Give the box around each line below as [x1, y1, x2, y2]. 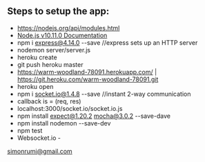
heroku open [17, 82, 54, 90]
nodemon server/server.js [17, 45, 91, 54]
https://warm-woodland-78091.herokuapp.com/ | [17, 68, 157, 76]
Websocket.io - [17, 134, 61, 142]
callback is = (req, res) [17, 97, 81, 105]
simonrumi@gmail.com [7, 147, 72, 155]
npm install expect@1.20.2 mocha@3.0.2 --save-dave [17, 112, 171, 120]
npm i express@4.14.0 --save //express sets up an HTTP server [17, 38, 198, 47]
